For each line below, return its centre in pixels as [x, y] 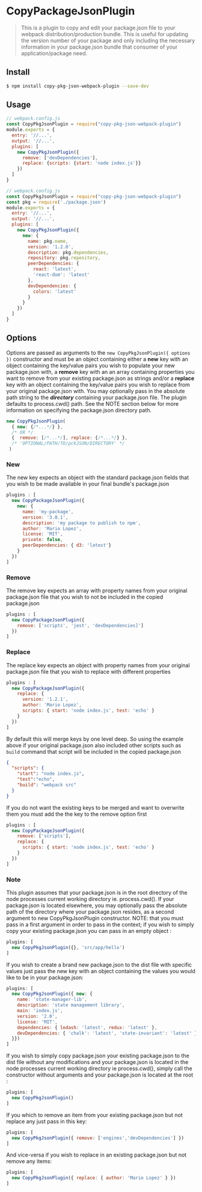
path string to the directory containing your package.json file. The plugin [96, 397]
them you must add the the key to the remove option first [77, 814]
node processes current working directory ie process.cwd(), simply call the [99, 1069]
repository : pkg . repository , [64, 258]
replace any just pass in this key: [47, 1121]
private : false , [42, 540]
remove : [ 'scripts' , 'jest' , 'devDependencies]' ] [81, 625]
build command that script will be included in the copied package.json [94, 751]
